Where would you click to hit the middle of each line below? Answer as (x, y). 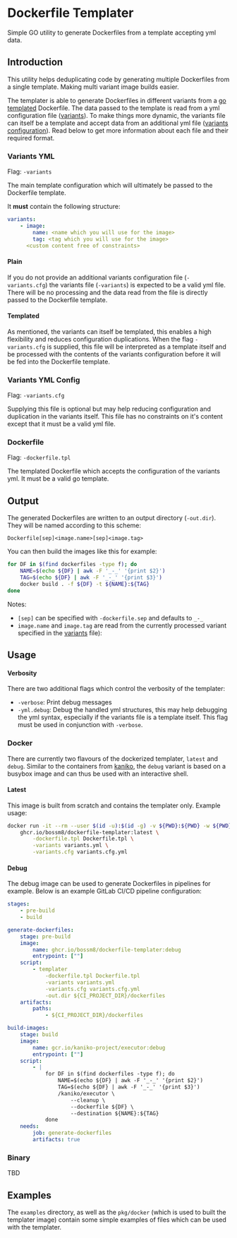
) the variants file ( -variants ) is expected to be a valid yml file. (135, 284)
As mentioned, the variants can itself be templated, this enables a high (109, 331)
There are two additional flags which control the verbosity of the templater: (116, 689)
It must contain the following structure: (64, 207)
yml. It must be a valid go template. (58, 479)
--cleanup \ (88, 1100)
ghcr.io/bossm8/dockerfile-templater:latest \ (90, 832)
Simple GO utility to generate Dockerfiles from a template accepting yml (112, 32)
